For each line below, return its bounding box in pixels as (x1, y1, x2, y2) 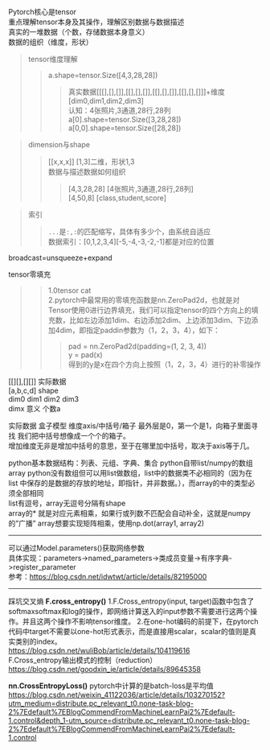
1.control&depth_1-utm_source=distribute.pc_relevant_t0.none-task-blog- (8, 715, 251, 725)
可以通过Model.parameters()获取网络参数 (8, 543, 145, 553)
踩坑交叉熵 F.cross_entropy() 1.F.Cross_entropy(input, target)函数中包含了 (8, 596, 255, 606)
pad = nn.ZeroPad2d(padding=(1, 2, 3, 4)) (67, 341, 207, 351)
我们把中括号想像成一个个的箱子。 (17, 431, 130, 440)
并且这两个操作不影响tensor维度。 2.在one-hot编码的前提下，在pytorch (22, 616, 259, 626)
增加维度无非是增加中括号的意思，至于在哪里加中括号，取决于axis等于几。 (8, 441, 255, 451)
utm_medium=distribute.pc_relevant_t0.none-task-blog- (8, 698, 194, 708)
